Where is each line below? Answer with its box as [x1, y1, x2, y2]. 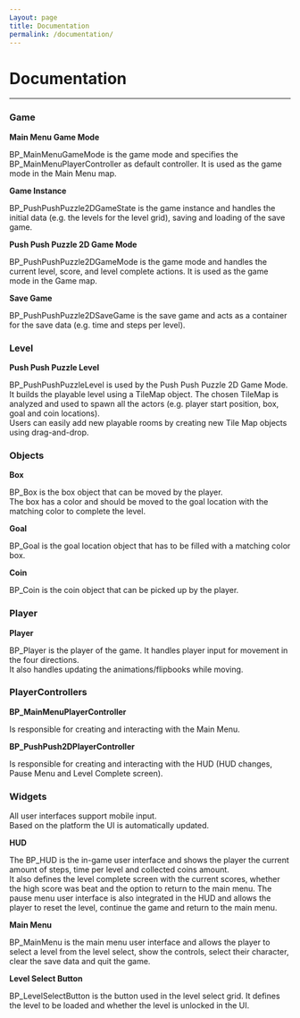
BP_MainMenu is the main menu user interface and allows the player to [9, 937, 271, 948]
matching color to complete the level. [9, 506, 146, 517]
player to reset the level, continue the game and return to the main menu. [9, 903, 278, 913]
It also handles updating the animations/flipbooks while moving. [9, 664, 244, 674]
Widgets [9, 790, 47, 802]
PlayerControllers [9, 686, 87, 699]
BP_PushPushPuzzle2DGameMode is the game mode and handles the [9, 256, 268, 267]
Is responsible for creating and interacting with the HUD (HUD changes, [9, 758, 272, 769]
